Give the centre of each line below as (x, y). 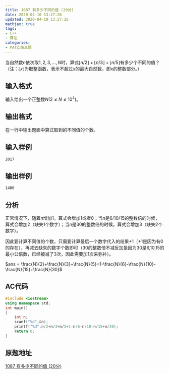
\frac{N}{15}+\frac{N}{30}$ (34, 270)
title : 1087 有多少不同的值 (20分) (40, 10)
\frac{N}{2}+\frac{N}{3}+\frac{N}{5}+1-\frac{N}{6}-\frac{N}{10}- (89, 264)
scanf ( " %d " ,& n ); (32, 322)
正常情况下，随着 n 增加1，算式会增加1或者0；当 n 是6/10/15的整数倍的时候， (83, 218)
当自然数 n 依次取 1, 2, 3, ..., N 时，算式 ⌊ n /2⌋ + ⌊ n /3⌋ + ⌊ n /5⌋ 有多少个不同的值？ (82, 62)
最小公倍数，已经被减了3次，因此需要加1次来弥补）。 (60, 254)
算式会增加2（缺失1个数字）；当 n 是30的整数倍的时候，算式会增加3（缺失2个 (84, 224)
